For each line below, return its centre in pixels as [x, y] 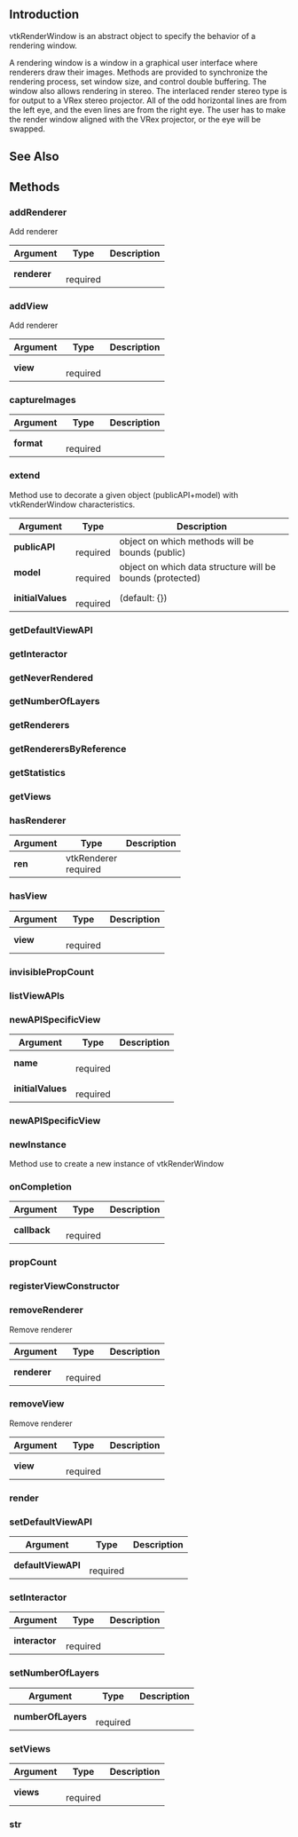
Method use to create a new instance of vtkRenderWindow [117, 1164]
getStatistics [38, 773]
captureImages [43, 400]
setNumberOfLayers [54, 1673]
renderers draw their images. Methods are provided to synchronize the [138, 72]
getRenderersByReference [68, 749]
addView [29, 305]
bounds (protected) [160, 578]
